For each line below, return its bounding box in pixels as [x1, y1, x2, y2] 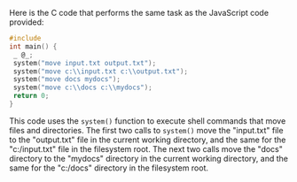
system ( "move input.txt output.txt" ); [12, 58, 157, 67]
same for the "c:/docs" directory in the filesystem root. [9, 163, 209, 173]
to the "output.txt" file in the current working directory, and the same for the [9, 134, 286, 145]
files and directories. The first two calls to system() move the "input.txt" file [9, 125, 284, 135]
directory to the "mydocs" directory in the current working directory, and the [9, 153, 288, 163]
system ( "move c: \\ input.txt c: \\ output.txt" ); [12, 66, 189, 76]
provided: [9, 17, 44, 27]
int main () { [9, 42, 58, 51]
